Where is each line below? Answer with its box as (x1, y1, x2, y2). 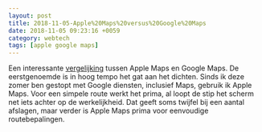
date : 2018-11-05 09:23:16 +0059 (8, 26, 121, 34)
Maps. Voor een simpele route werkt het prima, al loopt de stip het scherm (8, 89, 255, 98)
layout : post (8, 11, 52, 20)
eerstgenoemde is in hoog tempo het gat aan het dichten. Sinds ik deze (8, 72, 245, 82)
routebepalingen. (8, 114, 65, 124)
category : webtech (8, 34, 70, 42)
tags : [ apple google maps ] (8, 42, 99, 50)
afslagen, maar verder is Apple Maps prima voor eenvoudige (8, 106, 209, 116)
